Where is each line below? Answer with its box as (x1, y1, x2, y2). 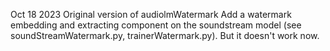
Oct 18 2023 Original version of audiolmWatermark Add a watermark (10, 9, 292, 20)
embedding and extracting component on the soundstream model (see (10, 19, 302, 31)
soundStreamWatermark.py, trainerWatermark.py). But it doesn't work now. (10, 30, 320, 41)
